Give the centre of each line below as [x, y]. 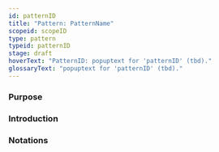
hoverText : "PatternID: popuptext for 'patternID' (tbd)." [110, 61]
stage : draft [30, 53]
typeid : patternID [39, 46]
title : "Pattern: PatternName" [61, 23]
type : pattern [32, 38]
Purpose [26, 96]
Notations [28, 140]
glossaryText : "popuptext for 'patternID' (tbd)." [96, 69]
